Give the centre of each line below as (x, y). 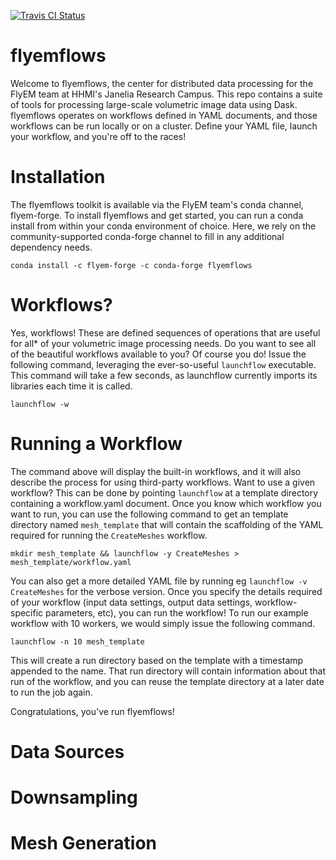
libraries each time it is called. (71, 386)
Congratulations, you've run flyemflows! (92, 711)
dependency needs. (51, 247)
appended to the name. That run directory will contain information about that (168, 671)
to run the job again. (51, 692)
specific (27, 612)
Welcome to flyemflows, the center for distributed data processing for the (162, 83)
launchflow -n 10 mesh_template (77, 641)
